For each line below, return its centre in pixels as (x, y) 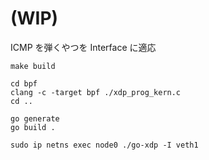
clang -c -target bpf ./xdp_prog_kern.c (96, 92)
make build (33, 66)
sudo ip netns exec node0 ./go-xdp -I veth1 (104, 145)
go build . (33, 127)
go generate (35, 118)
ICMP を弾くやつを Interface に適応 (83, 47)
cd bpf (24, 83)
